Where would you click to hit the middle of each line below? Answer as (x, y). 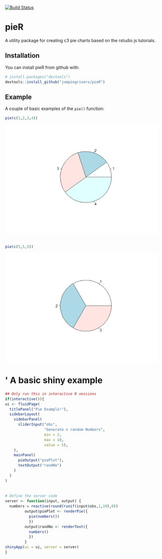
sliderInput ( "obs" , (37, 425)
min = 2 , (53, 435)
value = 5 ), (56, 445)
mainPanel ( (25, 455)
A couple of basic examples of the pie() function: (55, 109)
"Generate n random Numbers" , (74, 430)
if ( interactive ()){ (25, 399)
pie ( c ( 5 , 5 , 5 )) (19, 247)
